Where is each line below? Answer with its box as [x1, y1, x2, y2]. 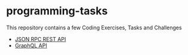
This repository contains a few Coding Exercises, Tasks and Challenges [6, 24, 182, 31]
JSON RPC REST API [14, 35, 66, 42]
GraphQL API [14, 42, 48, 49]
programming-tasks [6, 4, 108, 18]
